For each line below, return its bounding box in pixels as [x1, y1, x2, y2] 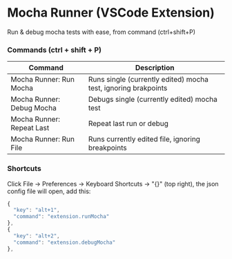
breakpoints [88, 143, 127, 153]
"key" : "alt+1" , [13, 206, 60, 214]
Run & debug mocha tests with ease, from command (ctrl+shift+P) [7, 28, 195, 36]
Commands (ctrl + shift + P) [7, 45, 102, 55]
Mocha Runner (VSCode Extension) [7, 5, 215, 21]
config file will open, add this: [7, 187, 91, 195]
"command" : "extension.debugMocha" [13, 239, 116, 246]
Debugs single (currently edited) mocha [88, 95, 217, 105]
